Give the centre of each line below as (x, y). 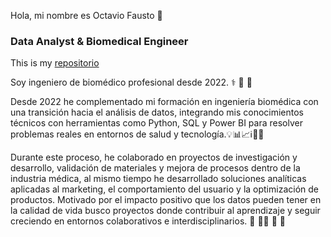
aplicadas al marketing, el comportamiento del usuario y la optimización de (164, 189)
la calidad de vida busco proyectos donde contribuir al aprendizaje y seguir (165, 211)
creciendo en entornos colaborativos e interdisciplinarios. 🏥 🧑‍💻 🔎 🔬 (148, 221)
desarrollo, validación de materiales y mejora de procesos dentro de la (155, 168)
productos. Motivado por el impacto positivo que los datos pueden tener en (166, 200)
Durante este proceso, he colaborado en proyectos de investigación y (154, 157)
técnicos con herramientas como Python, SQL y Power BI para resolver (156, 123)
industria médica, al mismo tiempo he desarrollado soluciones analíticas (158, 179)
